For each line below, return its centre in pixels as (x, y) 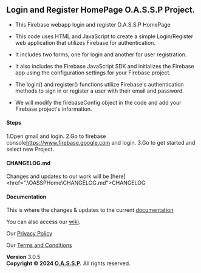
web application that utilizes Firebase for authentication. (85, 42)
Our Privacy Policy (29, 234)
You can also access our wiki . (43, 222)
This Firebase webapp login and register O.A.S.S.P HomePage (93, 24)
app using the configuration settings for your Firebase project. (93, 73)
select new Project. (30, 149)
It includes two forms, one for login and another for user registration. (101, 54)
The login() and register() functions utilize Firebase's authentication (99, 84)
